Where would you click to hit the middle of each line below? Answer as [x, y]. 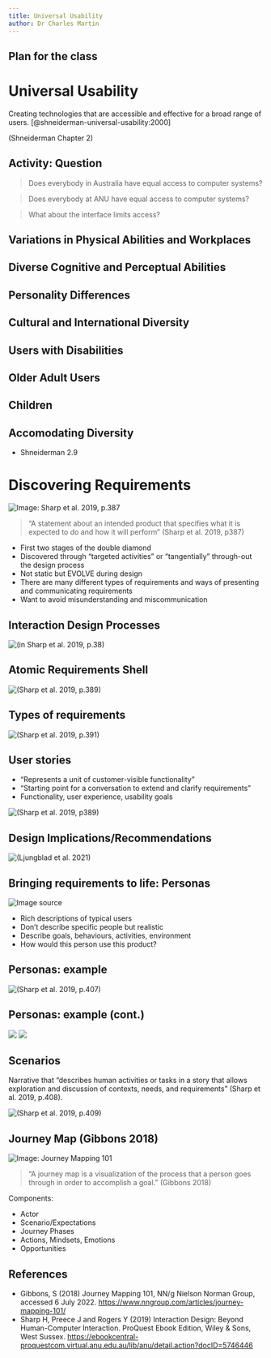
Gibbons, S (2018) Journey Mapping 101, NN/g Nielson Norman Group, [138, 1294]
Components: [31, 1198]
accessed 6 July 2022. [58, 1302]
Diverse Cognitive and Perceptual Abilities [117, 267]
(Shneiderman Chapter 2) [51, 138]
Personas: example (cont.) [76, 1015]
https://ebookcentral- [103, 1337]
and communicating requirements [76, 591]
